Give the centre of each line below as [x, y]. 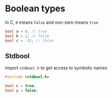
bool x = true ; [21, 86]
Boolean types [35, 9]
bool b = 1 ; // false [27, 36]
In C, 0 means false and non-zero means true [52, 22]
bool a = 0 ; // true [26, 31]
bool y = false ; [22, 91]
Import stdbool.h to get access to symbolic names [56, 68]
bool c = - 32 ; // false [29, 41]
